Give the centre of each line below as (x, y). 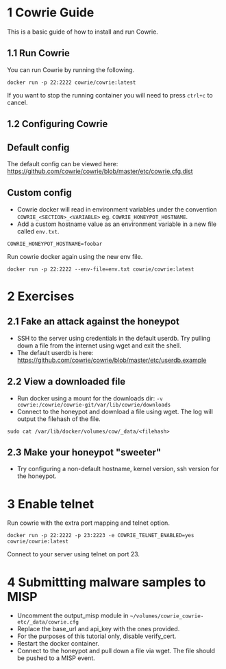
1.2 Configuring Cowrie (58, 124)
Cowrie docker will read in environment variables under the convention (117, 209)
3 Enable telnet (51, 504)
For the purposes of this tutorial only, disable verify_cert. (97, 636)
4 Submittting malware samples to (106, 582)
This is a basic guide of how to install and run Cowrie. (83, 32)
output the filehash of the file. (59, 419)
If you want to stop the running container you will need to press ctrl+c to (110, 95)
